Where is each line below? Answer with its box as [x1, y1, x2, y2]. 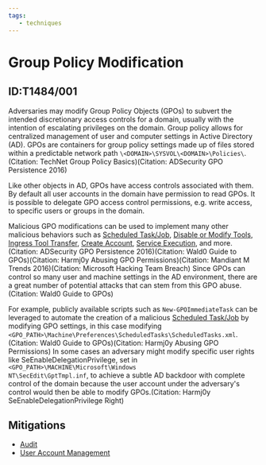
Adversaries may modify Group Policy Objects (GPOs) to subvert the [8, 106, 233, 115]
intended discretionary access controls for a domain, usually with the [8, 114, 234, 124]
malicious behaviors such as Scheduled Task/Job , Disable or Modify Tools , [8, 230, 253, 239]
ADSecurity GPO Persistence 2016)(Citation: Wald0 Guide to [39, 246, 237, 256]
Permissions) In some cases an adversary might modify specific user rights [8, 347, 255, 356]
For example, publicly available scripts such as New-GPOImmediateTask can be [8, 304, 258, 314]
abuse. [219, 280, 242, 290]
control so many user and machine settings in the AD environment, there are [8, 272, 258, 281]
